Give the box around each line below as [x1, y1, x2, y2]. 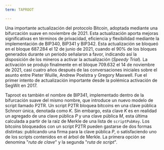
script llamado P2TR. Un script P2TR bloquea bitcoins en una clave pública [5, 102, 157, 108]
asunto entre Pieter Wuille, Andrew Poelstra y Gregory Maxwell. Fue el [5, 72, 147, 78]
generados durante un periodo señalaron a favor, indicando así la [5, 51, 137, 57]
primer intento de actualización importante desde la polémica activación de [5, 77, 158, 83]
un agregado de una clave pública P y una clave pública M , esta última [5, 113, 148, 119]
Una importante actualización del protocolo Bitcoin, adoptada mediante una [5, 25, 158, 31]
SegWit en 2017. [5, 82, 38, 89]
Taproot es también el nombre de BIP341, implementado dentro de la [5, 92, 144, 98]
